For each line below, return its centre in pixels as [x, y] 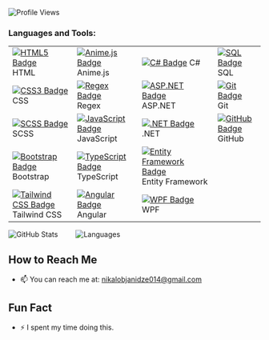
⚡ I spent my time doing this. [67, 327]
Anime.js [93, 73]
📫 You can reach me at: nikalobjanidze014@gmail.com [111, 279]
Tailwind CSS [37, 214]
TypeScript [98, 177]
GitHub [231, 138]
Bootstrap [31, 177]
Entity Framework [175, 182]
